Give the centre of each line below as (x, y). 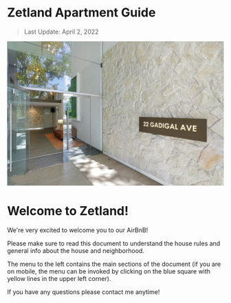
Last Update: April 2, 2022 (61, 32)
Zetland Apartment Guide (81, 13)
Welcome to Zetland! (68, 211)
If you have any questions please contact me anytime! (84, 292)
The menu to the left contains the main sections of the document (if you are (114, 264)
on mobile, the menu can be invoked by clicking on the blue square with (109, 271)
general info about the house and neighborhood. (76, 250)
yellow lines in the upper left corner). (59, 278)
